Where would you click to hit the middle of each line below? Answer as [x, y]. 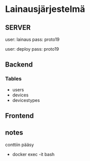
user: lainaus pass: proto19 [32, 39]
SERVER [18, 28]
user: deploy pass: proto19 [32, 49]
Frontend [20, 116]
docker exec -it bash [33, 154]
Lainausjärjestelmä [45, 9]
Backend [19, 65]
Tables [13, 79]
